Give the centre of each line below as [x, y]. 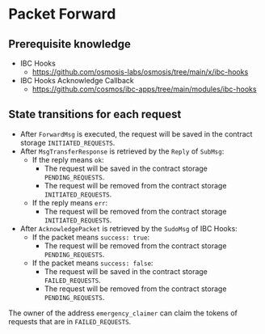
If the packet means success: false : [93, 263]
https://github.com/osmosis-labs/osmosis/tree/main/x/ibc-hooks [140, 72]
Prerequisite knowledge [70, 44]
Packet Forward [62, 14]
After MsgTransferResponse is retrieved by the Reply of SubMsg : [122, 151]
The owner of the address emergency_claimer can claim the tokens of [123, 313]
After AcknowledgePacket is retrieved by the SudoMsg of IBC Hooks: [129, 228]
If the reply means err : [70, 202]
